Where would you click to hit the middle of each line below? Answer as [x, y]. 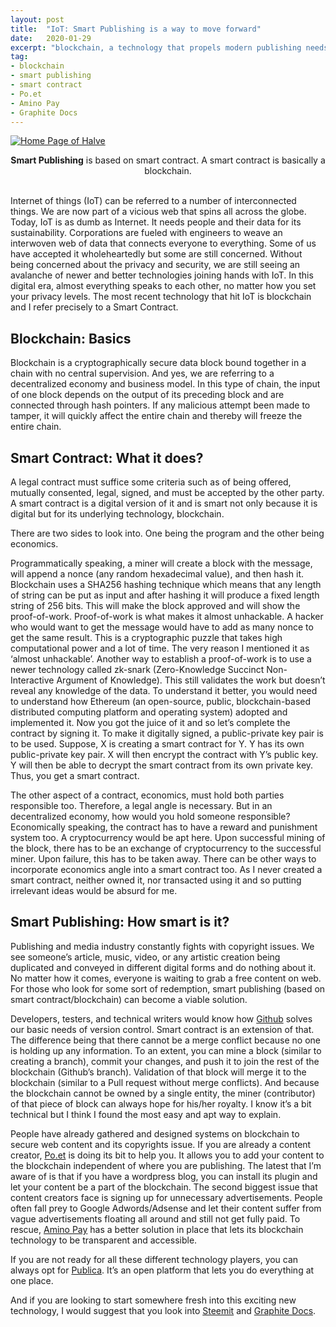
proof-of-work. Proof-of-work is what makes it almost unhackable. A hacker [167, 616]
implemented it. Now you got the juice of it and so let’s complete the [150, 722]
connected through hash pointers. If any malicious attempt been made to [160, 405]
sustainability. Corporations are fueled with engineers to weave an [146, 233]
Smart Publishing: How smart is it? [120, 922]
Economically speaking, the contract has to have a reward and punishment [164, 827]
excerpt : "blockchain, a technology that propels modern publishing [156, 47]
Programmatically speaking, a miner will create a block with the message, [161, 563]
